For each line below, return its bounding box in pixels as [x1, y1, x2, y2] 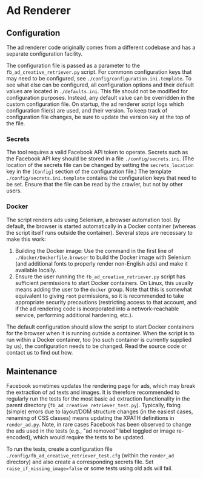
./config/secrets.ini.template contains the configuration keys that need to [6, 174, 197, 182]
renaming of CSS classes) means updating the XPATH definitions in [6, 414, 175, 422]
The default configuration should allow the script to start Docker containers [6, 323, 195, 330]
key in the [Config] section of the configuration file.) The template [6, 168, 171, 175]
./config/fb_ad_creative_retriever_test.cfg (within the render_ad [6, 452, 175, 459]
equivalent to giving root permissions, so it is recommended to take [15, 292, 184, 300]
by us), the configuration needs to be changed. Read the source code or [6, 342, 187, 350]
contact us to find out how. [6, 349, 73, 356]
